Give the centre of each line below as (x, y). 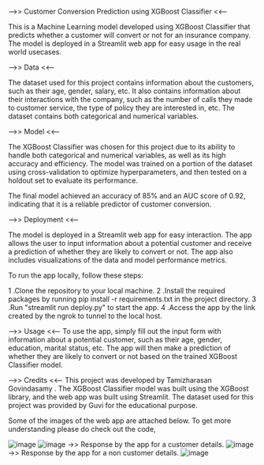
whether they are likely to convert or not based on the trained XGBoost (123, 356)
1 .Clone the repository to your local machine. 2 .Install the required (117, 291)
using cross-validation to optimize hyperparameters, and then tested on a (127, 172)
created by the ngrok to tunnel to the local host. (86, 316)
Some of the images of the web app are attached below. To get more (120, 421)
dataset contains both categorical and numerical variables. (104, 116)
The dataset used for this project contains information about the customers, (131, 83)
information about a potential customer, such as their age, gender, (115, 340)
